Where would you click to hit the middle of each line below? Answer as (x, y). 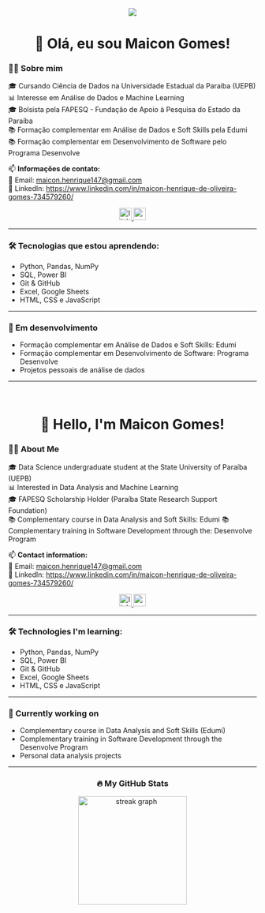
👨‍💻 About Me (34, 449)
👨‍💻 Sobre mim (35, 69)
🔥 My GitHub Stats (132, 784)
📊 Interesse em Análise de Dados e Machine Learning (96, 98)
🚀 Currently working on (54, 713)
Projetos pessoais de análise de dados (82, 370)
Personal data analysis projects (71, 756)
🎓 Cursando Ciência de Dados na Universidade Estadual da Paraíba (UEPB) (132, 86)
